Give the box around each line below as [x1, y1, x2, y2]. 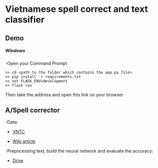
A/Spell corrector [5, 106, 60, 114]
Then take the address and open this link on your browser [5, 91, 123, 97]
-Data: [5, 119, 18, 125]
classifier [5, 14, 45, 25]
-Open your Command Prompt [5, 60, 68, 66]
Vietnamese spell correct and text [5, 3, 148, 15]
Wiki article [12, 138, 36, 145]
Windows [5, 48, 26, 54]
